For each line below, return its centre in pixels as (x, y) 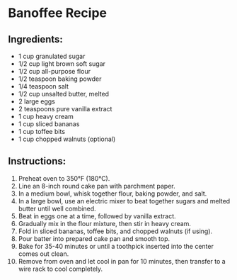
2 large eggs (36, 101)
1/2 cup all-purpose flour (54, 71)
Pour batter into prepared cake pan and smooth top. (94, 238)
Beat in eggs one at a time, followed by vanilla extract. (97, 216)
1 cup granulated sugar (52, 56)
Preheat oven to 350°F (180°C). (64, 178)
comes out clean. (44, 254)
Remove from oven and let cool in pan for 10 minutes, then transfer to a (122, 261)
